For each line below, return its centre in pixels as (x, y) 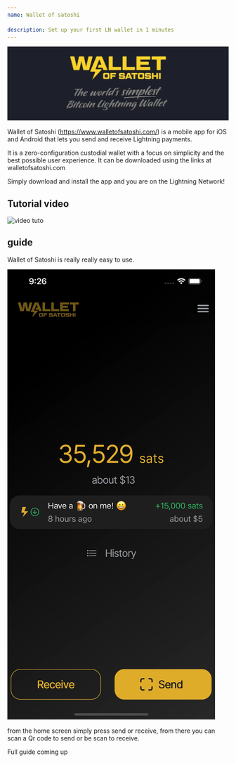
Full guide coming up (38, 752)
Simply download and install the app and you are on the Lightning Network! (116, 181)
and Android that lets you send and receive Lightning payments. (100, 139)
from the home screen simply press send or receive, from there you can (111, 731)
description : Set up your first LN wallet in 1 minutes (91, 30)
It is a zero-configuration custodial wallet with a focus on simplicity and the (116, 153)
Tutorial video (38, 204)
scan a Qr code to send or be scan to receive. (73, 738)
